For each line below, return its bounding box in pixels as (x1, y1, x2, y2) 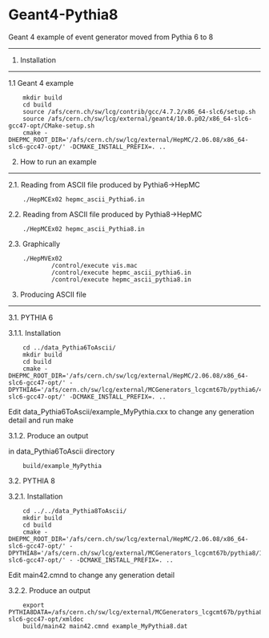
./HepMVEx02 (22, 254, 62, 262)
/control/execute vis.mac (50, 261, 138, 269)
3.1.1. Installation (8, 328, 62, 337)
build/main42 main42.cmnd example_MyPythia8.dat (22, 622, 188, 630)
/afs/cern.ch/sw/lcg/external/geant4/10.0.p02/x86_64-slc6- (47, 115, 252, 123)
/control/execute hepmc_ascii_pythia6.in (50, 269, 192, 277)
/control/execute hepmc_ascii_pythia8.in (50, 275, 192, 284)
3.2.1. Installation (8, 491, 63, 501)
